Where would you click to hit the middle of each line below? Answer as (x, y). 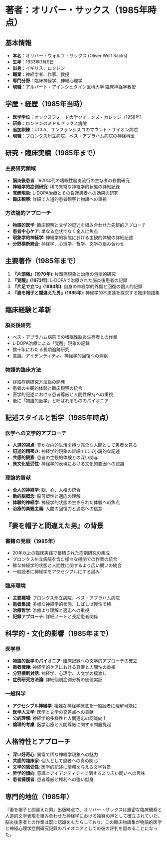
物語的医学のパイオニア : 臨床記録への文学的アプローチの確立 (75, 661)
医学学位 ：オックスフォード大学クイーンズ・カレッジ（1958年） (78, 117)
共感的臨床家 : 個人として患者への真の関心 (55, 761)
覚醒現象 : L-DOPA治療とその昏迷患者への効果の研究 (65, 193)
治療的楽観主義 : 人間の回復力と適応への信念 (57, 508)
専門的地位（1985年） (39, 797)
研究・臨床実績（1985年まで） (52, 153)
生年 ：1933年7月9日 (33, 62)
